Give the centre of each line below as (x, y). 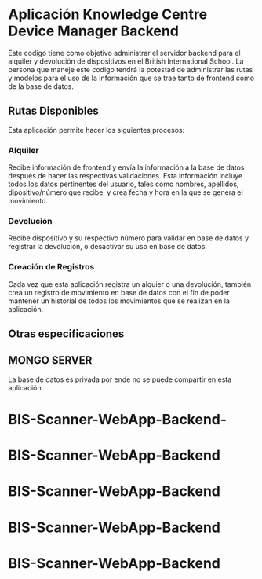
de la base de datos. (41, 86)
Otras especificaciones (66, 334)
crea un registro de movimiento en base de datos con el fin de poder (119, 292)
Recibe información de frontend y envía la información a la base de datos (126, 167)
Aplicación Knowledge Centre (108, 15)
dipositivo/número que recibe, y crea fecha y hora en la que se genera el (126, 192)
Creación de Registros (51, 267)
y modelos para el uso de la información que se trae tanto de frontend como (131, 78)
